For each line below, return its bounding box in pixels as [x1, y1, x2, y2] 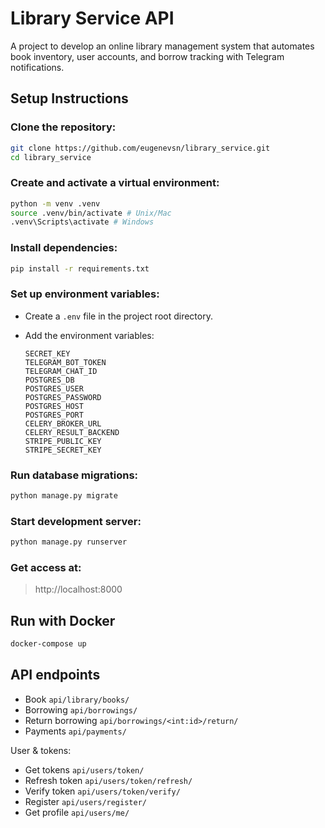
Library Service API [10, 7, 175, 30]
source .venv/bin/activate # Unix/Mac [10, 208, 172, 218]
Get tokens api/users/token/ [24, 763, 145, 776]
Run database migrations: [10, 468, 139, 482]
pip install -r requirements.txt [10, 263, 150, 274]
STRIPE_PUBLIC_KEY [24, 436, 102, 446]
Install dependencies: [10, 241, 118, 255]
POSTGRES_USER [24, 383, 84, 394]
